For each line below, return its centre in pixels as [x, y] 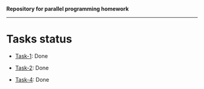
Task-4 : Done [32, 79]
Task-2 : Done [32, 68]
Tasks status [39, 39]
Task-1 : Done [32, 56]
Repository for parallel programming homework [68, 9]
